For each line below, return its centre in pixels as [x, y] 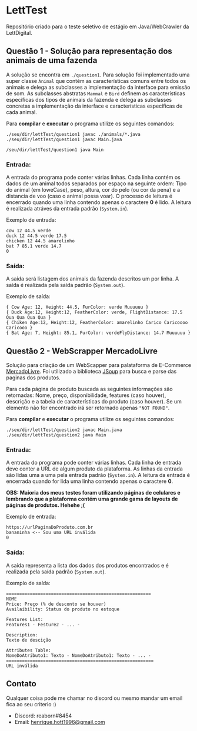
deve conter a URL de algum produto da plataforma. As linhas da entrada [95, 469]
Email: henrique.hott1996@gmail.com [60, 722]
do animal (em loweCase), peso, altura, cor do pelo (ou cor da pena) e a [93, 190]
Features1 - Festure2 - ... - [43, 625]
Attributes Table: [29, 650]
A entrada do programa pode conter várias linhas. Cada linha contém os [93, 178]
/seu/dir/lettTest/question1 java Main [55, 150]
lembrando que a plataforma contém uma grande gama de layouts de [92, 499]
